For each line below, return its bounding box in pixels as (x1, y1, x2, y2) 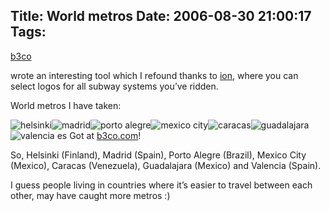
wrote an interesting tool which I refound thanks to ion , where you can (10, 69, 299, 81)
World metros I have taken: (10, 99, 122, 111)
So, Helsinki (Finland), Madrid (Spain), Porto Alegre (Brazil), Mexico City (10, 149, 307, 161)
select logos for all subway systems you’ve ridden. (10, 80, 219, 92)
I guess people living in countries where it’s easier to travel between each (10, 179, 313, 191)
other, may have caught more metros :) (10, 189, 171, 201)
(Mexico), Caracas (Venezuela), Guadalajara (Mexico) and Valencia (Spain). (10, 159, 322, 171)
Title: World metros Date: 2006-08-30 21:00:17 (10, 8, 312, 25)
